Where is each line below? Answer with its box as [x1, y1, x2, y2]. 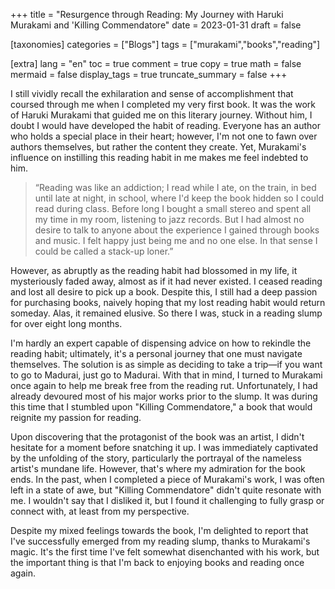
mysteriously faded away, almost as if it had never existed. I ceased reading [10, 275, 323, 287]
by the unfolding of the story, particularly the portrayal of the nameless [10, 452, 302, 464]
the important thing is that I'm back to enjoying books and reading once [10, 557, 305, 568]
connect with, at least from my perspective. [10, 505, 190, 517]
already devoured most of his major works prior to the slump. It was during [10, 390, 318, 402]
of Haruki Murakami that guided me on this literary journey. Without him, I [10, 109, 313, 121]
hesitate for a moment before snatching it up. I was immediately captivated [10, 442, 319, 453]
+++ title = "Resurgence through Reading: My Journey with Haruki [10, 9, 284, 20]
